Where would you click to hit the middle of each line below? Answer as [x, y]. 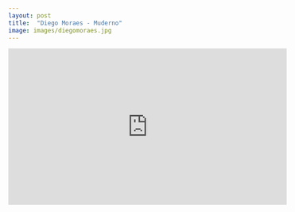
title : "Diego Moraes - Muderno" [66, 23]
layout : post [30, 15]
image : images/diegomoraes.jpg [60, 30]
